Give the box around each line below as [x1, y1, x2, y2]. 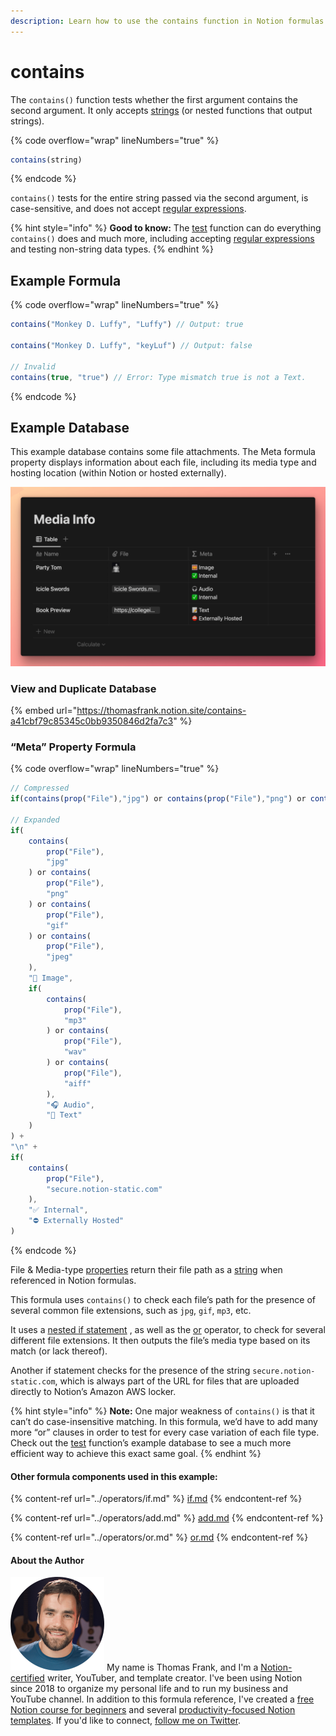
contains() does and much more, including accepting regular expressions [10, 233, 315, 245]
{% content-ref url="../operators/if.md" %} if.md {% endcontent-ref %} [10, 1493, 303, 1505]
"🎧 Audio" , [46, 1100, 95, 1110]
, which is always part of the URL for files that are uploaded [54, 1375, 300, 1387]
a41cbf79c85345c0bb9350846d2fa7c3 [10, 715, 174, 727]
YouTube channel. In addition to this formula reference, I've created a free [10, 1693, 315, 1705]
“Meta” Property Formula [10, 740, 137, 754]
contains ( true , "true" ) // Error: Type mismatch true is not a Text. [10, 372, 307, 382]
